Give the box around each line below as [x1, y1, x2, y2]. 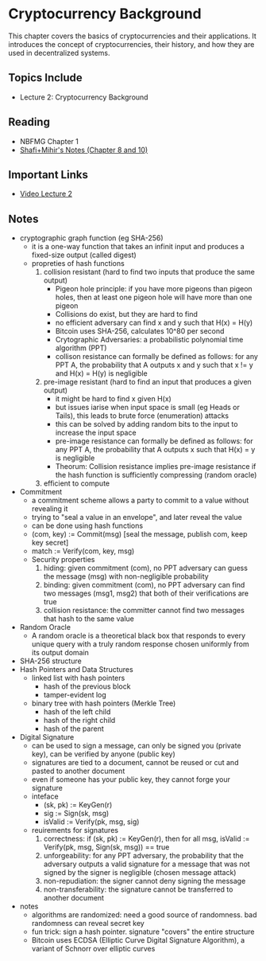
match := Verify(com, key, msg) [31, 546, 135, 556]
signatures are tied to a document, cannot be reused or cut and [31, 758, 239, 768]
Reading [8, 115, 50, 129]
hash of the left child [43, 707, 111, 717]
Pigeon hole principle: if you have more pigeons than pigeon [55, 284, 253, 294]
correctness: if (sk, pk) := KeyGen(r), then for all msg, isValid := [43, 834, 250, 844]
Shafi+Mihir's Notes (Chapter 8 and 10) [19, 145, 148, 154]
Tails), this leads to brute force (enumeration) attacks [55, 411, 229, 420]
